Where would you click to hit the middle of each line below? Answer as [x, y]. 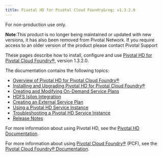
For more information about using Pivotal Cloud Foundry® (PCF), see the [81, 143]
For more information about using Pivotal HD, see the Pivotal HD [72, 128]
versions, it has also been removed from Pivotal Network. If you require [80, 40]
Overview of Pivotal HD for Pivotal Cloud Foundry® [66, 80]
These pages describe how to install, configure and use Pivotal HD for [79, 55]
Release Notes [28, 118]
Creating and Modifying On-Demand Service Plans [66, 91]
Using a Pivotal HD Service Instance [50, 107]
